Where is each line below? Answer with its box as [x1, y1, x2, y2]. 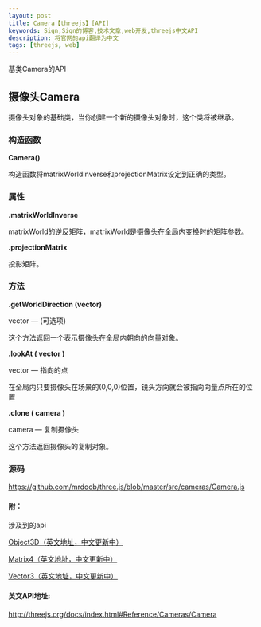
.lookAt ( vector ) [8, 349, 65, 358]
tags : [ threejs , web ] [8, 41, 80, 49]
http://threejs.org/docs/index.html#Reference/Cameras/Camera [8, 609, 217, 619]
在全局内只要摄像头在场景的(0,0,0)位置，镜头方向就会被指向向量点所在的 [8, 382, 247, 392]
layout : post [8, 11, 52, 20]
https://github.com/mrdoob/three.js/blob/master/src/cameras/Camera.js [8, 482, 245, 491]
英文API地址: [8, 591, 51, 601]
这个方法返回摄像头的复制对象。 [8, 441, 113, 451]
